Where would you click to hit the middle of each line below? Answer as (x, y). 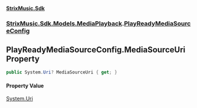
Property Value (25, 86)
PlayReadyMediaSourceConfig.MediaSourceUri (96, 50)
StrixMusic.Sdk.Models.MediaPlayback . (65, 23)
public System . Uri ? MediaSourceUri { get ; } (62, 72)
